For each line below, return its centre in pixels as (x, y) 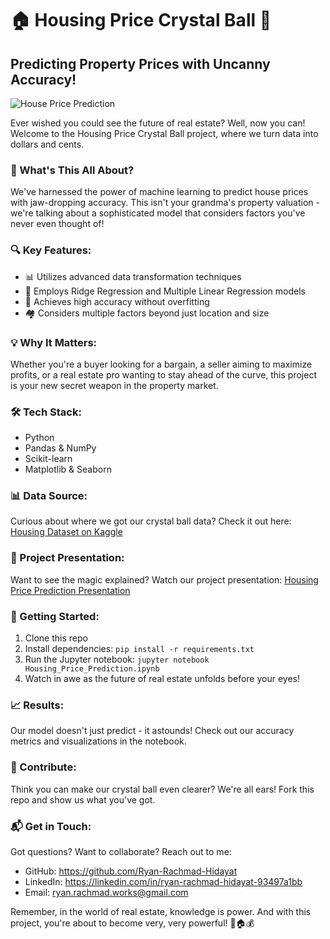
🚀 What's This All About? (72, 170)
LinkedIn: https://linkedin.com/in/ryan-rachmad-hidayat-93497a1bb (163, 881)
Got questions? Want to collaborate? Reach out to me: (121, 851)
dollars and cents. (47, 144)
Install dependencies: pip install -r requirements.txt (139, 649)
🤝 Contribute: (43, 767)
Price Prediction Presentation (70, 590)
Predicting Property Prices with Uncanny (140, 63)
